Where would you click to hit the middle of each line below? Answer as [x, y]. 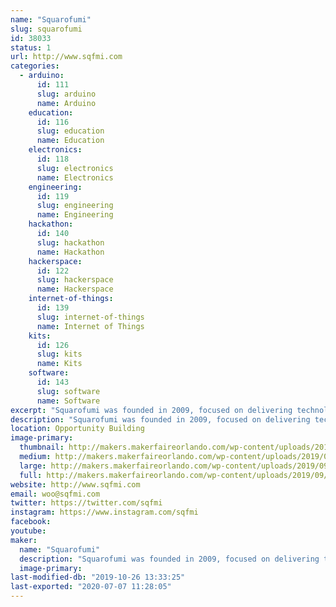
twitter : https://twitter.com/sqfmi [86, 503]
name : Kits [59, 364]
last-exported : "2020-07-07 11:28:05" [91, 587]
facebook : [31, 522]
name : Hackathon [70, 252]
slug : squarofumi [46, 29]
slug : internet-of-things [90, 317]
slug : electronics [75, 168]
